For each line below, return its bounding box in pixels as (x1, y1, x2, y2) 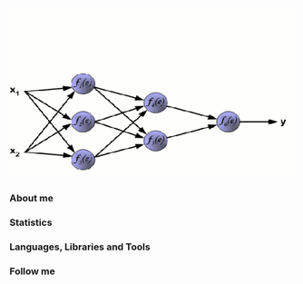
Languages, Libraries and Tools (9, 240, 151, 253)
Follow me (9, 265, 56, 278)
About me (9, 191, 54, 204)
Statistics (9, 216, 53, 229)
